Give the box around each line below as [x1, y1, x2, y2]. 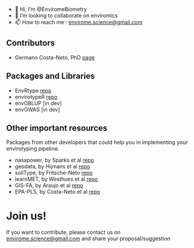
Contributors [6, 38, 55, 48]
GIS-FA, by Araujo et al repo [14, 182, 83, 189]
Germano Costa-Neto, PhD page [14, 54, 95, 61]
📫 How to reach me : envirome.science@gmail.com [14, 18, 143, 26]
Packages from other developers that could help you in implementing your [6, 139, 188, 146]
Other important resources [6, 123, 108, 133]
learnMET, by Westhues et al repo [14, 175, 98, 183]
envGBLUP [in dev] [14, 99, 62, 106]
